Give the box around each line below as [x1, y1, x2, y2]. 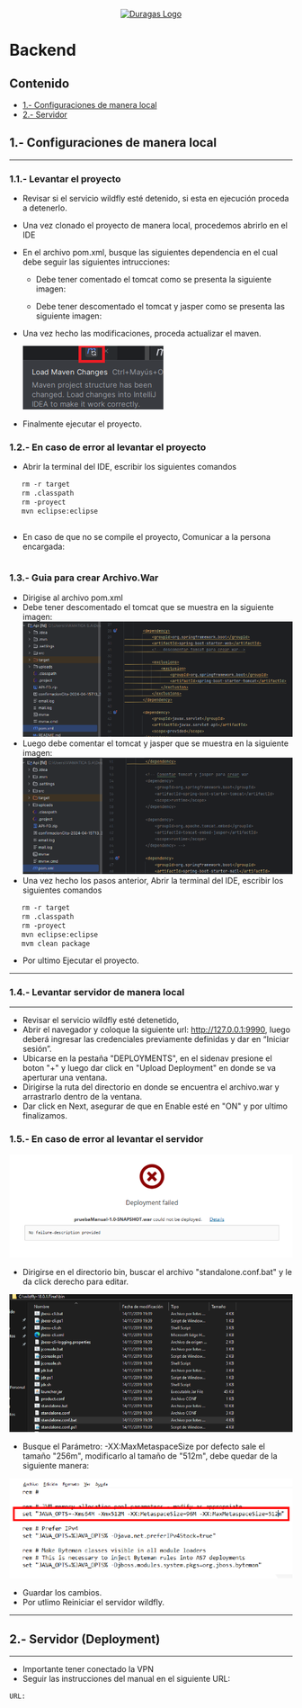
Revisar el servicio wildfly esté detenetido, [22, 1015, 180, 1026]
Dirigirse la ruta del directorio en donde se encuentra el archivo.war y [22, 1082, 280, 1092]
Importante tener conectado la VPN [22, 1664, 155, 1675]
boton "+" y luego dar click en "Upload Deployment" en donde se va [22, 1063, 277, 1074]
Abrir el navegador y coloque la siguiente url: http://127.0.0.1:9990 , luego [22, 1024, 290, 1035]
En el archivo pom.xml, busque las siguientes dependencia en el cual [22, 247, 279, 258]
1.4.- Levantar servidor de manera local [9, 985, 185, 998]
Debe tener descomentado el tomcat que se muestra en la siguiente [22, 601, 274, 612]
